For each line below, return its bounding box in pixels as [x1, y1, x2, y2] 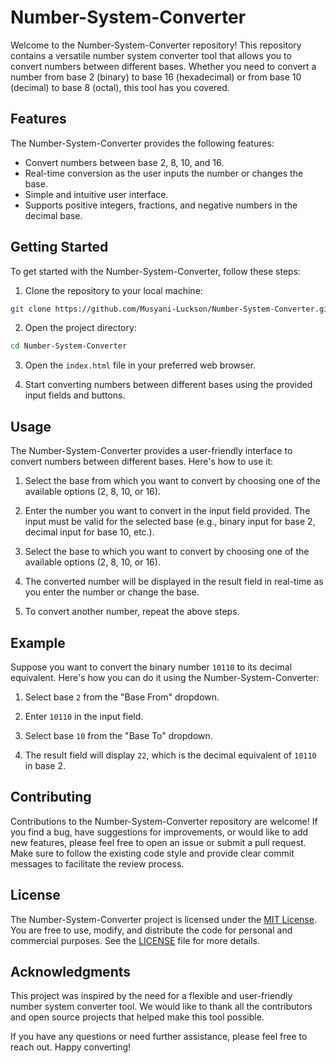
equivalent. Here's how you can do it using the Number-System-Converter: [10, 671, 320, 683]
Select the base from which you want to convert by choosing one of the [24, 475, 321, 487]
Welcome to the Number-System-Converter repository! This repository [10, 39, 302, 51]
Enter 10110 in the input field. [24, 710, 144, 722]
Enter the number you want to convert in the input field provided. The [24, 505, 311, 517]
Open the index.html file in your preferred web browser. [24, 359, 257, 371]
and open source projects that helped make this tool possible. [10, 1011, 265, 1023]
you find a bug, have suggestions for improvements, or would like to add [10, 826, 309, 838]
